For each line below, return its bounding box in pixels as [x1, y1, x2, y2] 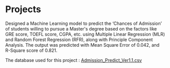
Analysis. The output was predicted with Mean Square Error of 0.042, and [5, 42, 160, 48]
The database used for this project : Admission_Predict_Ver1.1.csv [5, 57, 142, 63]
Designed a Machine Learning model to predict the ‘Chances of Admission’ [5, 20, 162, 26]
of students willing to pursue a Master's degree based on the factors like [5, 25, 157, 31]
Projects [5, 4, 42, 15]
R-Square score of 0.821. [5, 47, 57, 53]
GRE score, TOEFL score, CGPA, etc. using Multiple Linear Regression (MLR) [5, 31, 165, 37]
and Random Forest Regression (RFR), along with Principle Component [5, 37, 153, 43]
